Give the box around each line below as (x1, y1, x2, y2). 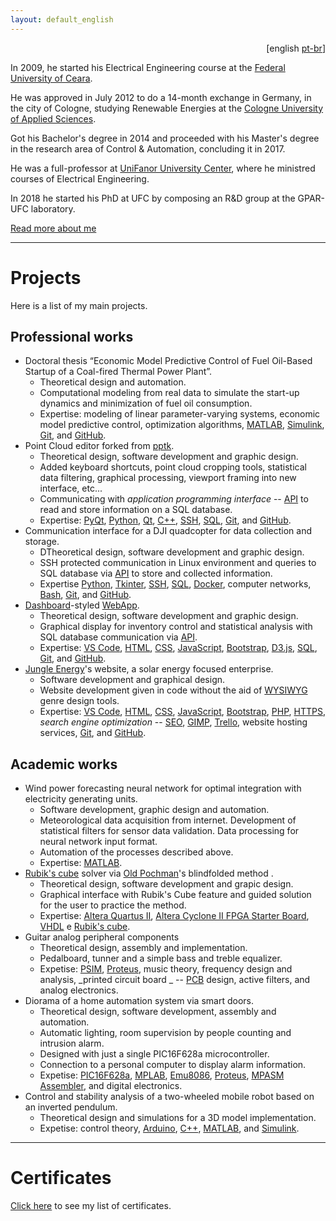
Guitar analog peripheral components (24, 931, 180, 943)
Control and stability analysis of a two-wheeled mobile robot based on (24, 1091, 315, 1103)
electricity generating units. (24, 793, 138, 805)
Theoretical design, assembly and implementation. (39, 942, 248, 954)
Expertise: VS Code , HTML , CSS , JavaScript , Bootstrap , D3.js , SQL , (39, 642, 318, 654)
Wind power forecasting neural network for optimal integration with (24, 782, 302, 795)
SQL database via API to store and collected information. (39, 567, 273, 580)
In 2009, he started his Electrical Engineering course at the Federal (10, 61, 286, 73)
